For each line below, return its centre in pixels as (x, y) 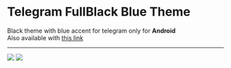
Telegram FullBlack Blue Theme (99, 12)
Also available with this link (45, 37)
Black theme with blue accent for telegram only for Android (91, 31)
